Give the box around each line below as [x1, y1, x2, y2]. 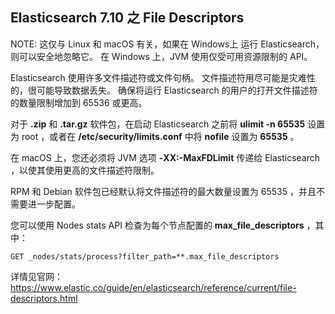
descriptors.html [10, 292, 78, 304]
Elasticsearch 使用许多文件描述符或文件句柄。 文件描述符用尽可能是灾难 [10, 71, 307, 83]
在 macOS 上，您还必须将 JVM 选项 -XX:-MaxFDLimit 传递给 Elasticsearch [10, 151, 321, 163]
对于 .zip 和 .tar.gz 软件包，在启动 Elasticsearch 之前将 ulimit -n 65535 [10, 118, 306, 130]
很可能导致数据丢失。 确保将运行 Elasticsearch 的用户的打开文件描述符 [27, 84, 318, 96]
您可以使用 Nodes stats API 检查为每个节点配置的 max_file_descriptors [10, 219, 305, 231]
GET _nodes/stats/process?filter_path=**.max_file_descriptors [10, 251, 280, 262]
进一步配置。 [27, 198, 81, 210]
